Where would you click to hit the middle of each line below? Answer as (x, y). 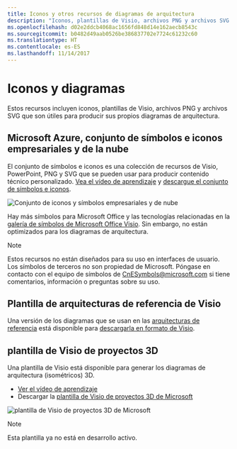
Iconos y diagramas (66, 89)
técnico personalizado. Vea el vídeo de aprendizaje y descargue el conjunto (118, 181)
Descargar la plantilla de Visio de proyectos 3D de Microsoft (105, 397)
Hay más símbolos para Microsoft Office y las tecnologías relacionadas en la (118, 216)
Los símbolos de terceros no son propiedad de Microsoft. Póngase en (109, 266)
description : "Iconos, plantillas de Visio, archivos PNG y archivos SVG (118, 21)
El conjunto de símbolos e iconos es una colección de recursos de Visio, (113, 166)
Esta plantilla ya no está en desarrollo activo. (73, 438)
